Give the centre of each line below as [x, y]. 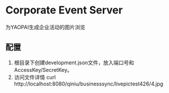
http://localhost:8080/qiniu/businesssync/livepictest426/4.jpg [89, 84]
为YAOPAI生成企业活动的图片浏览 [45, 27]
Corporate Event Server [64, 10]
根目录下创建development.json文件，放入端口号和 [74, 63]
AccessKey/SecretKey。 [43, 70]
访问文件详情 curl [35, 77]
